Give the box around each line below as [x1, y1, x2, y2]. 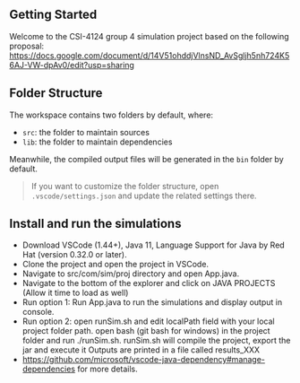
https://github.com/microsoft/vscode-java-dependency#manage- [21, 354, 266, 365]
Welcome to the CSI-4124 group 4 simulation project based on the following [9, 30, 289, 41]
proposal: [9, 40, 45, 51]
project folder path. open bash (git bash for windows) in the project [21, 326, 270, 336]
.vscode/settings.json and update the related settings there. [30, 190, 257, 201]
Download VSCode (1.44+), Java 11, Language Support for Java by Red [21, 239, 285, 250]
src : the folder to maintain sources [21, 126, 150, 137]
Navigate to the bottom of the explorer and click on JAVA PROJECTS [21, 278, 276, 289]
